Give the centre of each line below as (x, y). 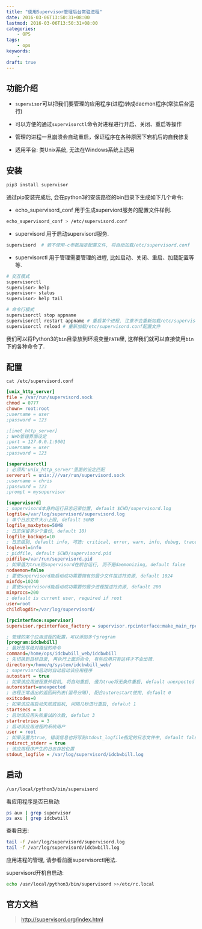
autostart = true (28, 676)
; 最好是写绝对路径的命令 (34, 648)
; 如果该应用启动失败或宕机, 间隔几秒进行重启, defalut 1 (71, 704)
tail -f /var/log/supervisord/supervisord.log (66, 842)
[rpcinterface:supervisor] (40, 620)
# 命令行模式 (20, 310)
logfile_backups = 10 (31, 537)
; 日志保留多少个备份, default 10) (47, 531)
